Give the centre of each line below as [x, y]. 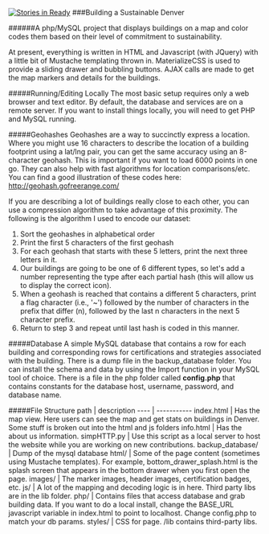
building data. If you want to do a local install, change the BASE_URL [121, 504]
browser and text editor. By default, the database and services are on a [126, 102]
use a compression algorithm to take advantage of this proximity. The [123, 210]
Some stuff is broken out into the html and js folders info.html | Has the [125, 427]
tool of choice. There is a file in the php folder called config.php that [122, 378]
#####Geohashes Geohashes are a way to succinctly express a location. [129, 134]
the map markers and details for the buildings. [84, 78]
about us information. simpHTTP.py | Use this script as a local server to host [134, 436]
